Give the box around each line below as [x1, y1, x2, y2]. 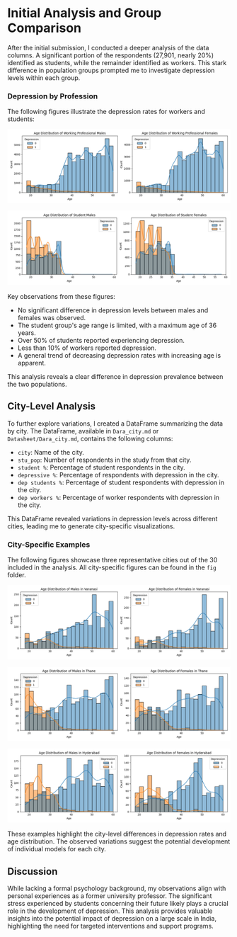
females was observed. [17, 313, 86, 322]
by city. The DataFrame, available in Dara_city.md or [7, 426, 159, 435]
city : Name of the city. [17, 448, 85, 456]
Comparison [7, 20, 82, 36]
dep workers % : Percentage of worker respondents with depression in [17, 493, 220, 501]
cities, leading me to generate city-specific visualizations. [7, 522, 175, 530]
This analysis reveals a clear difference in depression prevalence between [7, 372, 224, 380]
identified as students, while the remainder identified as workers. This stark [7, 58, 227, 67]
